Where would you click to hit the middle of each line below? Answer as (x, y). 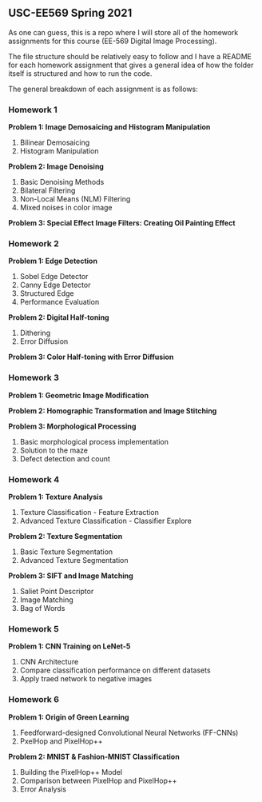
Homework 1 (33, 110)
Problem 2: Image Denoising (56, 166)
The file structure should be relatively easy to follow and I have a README (130, 56)
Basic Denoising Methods (62, 182)
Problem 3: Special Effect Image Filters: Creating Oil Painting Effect (122, 223)
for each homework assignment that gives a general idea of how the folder (131, 65)
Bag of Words (42, 608)
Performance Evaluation (60, 302)
